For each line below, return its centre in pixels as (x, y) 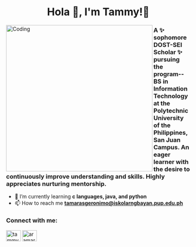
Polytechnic (171, 111)
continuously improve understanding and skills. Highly (85, 177)
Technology (171, 96)
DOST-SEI (168, 45)
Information (171, 89)
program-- (169, 74)
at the (162, 104)
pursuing (167, 60)
